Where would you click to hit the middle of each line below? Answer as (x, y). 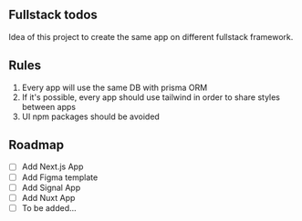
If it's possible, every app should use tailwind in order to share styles (151, 97)
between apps (49, 106)
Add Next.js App (52, 166)
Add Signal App (51, 187)
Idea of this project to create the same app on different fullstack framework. (151, 36)
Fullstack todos (53, 15)
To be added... (49, 207)
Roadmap (36, 145)
